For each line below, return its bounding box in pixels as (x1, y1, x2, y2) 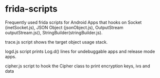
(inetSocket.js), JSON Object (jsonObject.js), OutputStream (5, 24, 124, 30)
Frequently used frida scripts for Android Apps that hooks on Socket (5, 19, 142, 25)
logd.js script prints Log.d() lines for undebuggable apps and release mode (5, 48, 155, 54)
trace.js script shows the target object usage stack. (5, 39, 108, 45)
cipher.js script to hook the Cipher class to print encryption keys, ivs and (5, 63, 150, 69)
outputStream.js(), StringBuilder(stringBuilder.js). (5, 30, 103, 35)
